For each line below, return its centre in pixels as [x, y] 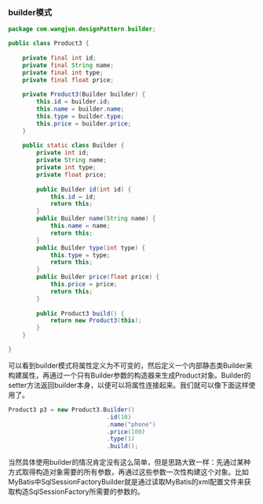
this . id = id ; [73, 197]
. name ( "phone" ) [131, 424]
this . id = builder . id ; [73, 102]
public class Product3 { [49, 44]
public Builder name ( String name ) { [96, 219]
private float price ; [72, 174]
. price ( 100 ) [126, 432]
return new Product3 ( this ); [96, 321]
